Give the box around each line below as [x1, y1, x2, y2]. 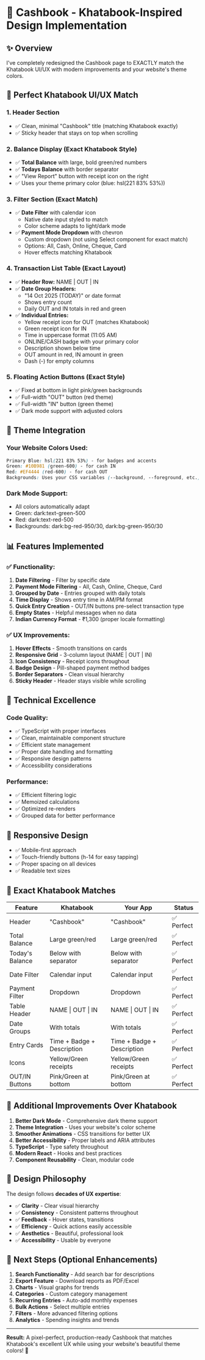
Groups [9, 1027, 31, 1035]
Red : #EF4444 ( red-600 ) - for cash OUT [6, 469, 108, 475]
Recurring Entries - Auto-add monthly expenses [15, 1297, 138, 1304]
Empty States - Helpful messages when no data [15, 609, 137, 616]
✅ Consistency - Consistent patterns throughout [15, 1209, 138, 1216]
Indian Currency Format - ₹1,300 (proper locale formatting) [15, 616, 165, 623]
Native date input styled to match [24, 216, 108, 223]
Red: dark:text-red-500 [15, 516, 74, 523]
